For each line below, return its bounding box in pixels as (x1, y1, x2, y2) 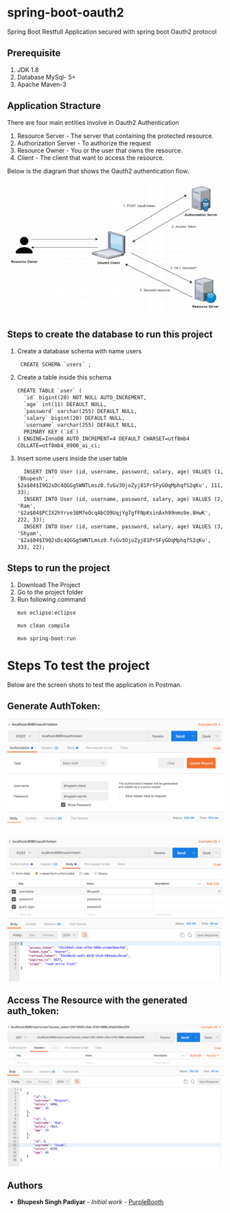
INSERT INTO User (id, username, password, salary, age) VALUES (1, (23, 468, 224, 475)
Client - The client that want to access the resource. (16, 153, 165, 162)
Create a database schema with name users (16, 346, 142, 355)
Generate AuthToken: (7, 700, 101, 712)
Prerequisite (7, 47, 61, 59)
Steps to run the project (7, 563, 111, 574)
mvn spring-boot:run (16, 635, 76, 642)
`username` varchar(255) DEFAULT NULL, (23, 421, 137, 428)
